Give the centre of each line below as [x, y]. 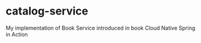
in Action [17, 34]
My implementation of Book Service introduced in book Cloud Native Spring [101, 28]
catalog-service [47, 11]
